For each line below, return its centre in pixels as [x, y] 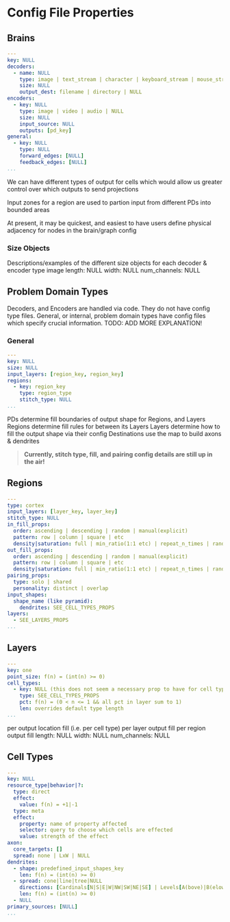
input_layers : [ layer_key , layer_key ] [62, 512]
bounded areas [28, 209]
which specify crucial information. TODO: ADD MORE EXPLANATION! [105, 323]
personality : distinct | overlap [61, 588]
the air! [34, 461]
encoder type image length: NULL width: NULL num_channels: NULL [104, 270]
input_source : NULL [47, 124]
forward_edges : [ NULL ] [52, 156]
